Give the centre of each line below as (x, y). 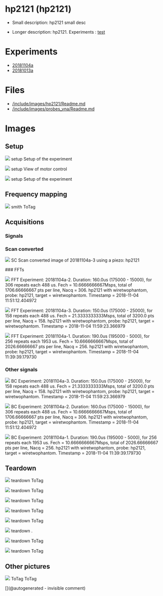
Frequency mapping (36, 195)
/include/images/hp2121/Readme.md (49, 103)
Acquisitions (25, 222)
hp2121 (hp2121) (38, 9)
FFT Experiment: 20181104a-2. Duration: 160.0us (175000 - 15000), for (81, 280)
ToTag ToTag (24, 579)
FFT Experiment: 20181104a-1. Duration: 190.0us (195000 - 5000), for (80, 336)
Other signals (21, 370)
